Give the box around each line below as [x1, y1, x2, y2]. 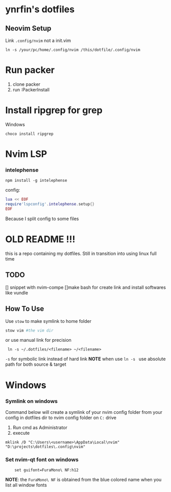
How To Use [5, 304, 44, 313]
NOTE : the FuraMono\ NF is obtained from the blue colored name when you [5, 477, 162, 483]
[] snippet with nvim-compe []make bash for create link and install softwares [5, 284, 166, 290]
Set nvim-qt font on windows [5, 456, 79, 463]
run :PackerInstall [12, 86, 50, 92]
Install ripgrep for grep [5, 105, 103, 116]
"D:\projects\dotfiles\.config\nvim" [5, 444, 86, 449]
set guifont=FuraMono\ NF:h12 [14, 467, 79, 473]
